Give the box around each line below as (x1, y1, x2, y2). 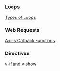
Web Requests (5, 27, 40, 34)
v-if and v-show (5, 61, 36, 67)
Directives (5, 50, 30, 56)
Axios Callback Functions (5, 37, 55, 43)
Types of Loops (5, 15, 36, 20)
